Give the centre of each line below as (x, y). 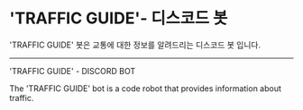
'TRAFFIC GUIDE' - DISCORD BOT (73, 71)
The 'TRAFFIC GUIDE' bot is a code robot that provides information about (146, 88)
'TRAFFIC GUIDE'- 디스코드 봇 (119, 18)
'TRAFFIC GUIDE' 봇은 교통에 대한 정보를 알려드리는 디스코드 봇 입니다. (135, 45)
